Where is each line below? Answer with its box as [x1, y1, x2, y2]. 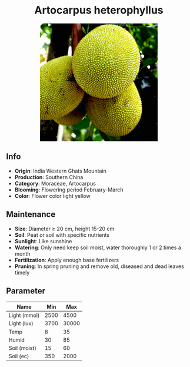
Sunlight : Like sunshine [14, 237, 72, 244]
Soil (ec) [8, 353, 29, 360]
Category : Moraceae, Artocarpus [14, 180, 96, 187]
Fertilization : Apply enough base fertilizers [14, 256, 119, 263]
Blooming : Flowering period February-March [14, 186, 124, 193]
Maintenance [6, 210, 56, 220]
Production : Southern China [14, 173, 84, 180]
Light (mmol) [8, 312, 40, 319]
